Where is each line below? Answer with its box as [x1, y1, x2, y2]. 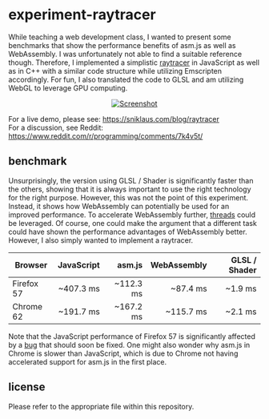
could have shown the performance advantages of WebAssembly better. [8, 227, 247, 236]
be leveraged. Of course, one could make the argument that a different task [8, 218, 258, 228]
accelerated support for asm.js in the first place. [8, 357, 167, 366]
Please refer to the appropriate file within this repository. [8, 401, 195, 411]
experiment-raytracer [8, 6, 156, 24]
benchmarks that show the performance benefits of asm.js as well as [8, 40, 236, 50]
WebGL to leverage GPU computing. [8, 83, 128, 93]
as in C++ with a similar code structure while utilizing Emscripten [8, 66, 223, 75]
